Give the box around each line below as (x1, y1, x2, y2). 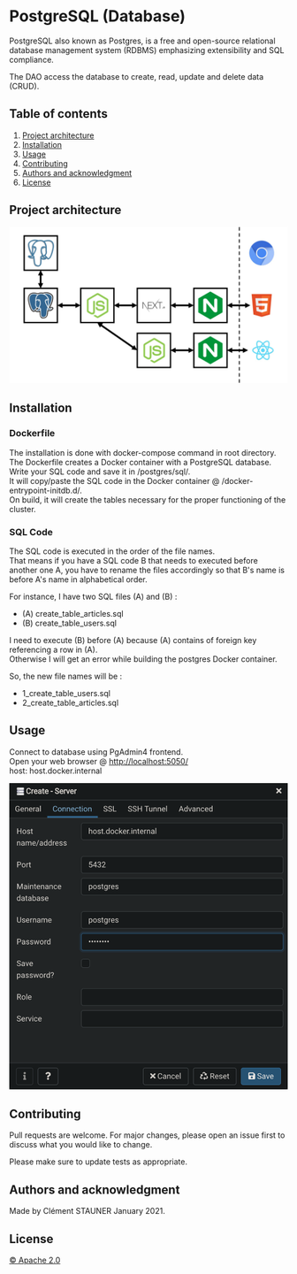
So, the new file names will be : (9, 671, 123, 682)
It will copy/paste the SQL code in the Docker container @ (9, 475, 220, 486)
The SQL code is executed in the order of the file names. (9, 546, 215, 556)
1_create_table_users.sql (21, 688, 110, 699)
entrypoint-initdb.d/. (9, 485, 82, 495)
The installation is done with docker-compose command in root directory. (9, 447, 277, 457)
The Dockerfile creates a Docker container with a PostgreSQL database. (9, 457, 272, 467)
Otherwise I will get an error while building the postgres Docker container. (9, 654, 278, 664)
